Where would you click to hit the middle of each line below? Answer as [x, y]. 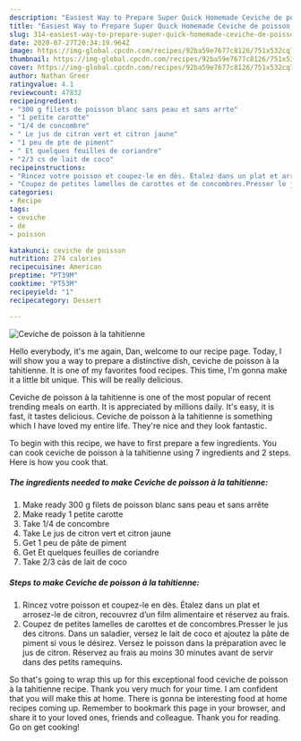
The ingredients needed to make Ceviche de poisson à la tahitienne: [139, 483]
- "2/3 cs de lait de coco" [62, 159]
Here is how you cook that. [59, 461]
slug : [19, 34]
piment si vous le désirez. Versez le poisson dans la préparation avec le [154, 643]
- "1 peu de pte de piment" [62, 142]
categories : [31, 193]
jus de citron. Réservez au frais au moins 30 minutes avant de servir [148, 653]
